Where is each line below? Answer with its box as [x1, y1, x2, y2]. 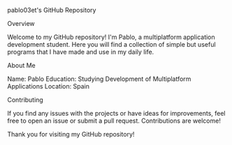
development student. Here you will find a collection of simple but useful [7, 40, 216, 48]
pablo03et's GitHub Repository [7, 6, 96, 14]
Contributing [7, 96, 43, 104]
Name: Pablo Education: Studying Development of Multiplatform [7, 75, 191, 83]
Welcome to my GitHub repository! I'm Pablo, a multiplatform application [7, 33, 215, 41]
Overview [7, 20, 35, 27]
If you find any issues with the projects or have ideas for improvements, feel [7, 109, 226, 117]
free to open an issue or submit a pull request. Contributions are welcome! [7, 116, 222, 125]
